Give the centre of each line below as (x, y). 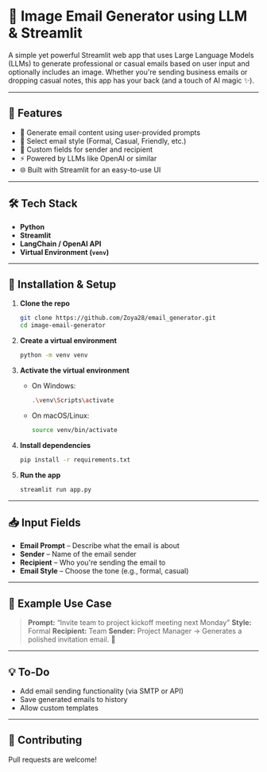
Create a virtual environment (68, 341)
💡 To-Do (29, 672)
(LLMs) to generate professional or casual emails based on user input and (129, 64)
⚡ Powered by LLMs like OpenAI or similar (88, 158)
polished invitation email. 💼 (72, 639)
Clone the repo (44, 303)
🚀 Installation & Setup (62, 284)
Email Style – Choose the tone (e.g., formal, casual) (104, 571)
